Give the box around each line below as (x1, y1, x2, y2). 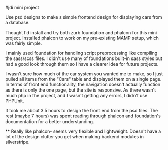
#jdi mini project (5, 5, 39, 10)
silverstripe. (5, 139, 30, 145)
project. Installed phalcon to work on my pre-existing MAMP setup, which (5, 35, 159, 41)
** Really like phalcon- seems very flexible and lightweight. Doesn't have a (5, 128, 161, 134)
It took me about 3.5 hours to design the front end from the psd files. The (5, 108, 158, 113)
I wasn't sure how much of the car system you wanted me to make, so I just (5, 71, 163, 77)
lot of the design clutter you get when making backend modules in (5, 134, 144, 139)
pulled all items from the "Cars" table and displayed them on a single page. (5, 76, 162, 82)
